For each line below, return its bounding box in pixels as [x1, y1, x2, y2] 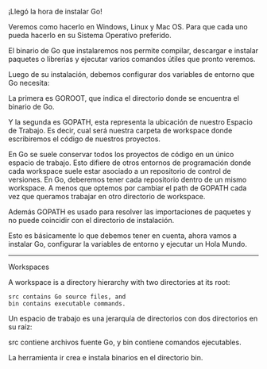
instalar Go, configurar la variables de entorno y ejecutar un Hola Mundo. [8, 240, 248, 248]
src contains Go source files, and [8, 293, 126, 301]
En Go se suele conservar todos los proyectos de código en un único [8, 150, 234, 159]
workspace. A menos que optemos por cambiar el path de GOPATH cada [8, 183, 247, 193]
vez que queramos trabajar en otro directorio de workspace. [8, 192, 206, 201]
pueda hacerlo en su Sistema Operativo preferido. [8, 31, 172, 40]
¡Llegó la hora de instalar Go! [8, 7, 103, 16]
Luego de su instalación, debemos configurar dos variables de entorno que [8, 70, 255, 79]
